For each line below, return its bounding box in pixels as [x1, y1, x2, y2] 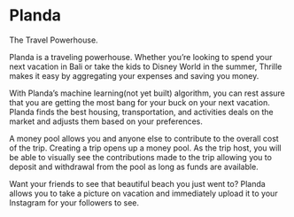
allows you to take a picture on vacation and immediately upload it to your [9, 188, 278, 198]
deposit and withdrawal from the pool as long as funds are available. [9, 161, 259, 172]
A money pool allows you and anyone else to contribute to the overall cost [9, 133, 279, 143]
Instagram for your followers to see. [9, 197, 140, 208]
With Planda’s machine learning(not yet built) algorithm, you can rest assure [9, 88, 286, 98]
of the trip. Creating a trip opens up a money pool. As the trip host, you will [9, 143, 282, 153]
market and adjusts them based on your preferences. [9, 116, 204, 127]
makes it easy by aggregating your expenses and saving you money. [9, 70, 259, 81]
